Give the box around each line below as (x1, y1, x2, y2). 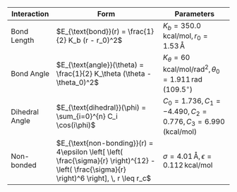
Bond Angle (11, 68, 50, 78)
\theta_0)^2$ (56, 77, 99, 87)
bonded (11, 160, 37, 169)
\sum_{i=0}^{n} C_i (56, 112, 118, 122)
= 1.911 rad (163, 75, 203, 84)
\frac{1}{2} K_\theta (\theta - (56, 68, 152, 78)
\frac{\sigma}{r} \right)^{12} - (56, 155, 156, 165)
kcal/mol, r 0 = (163, 31, 208, 42)
